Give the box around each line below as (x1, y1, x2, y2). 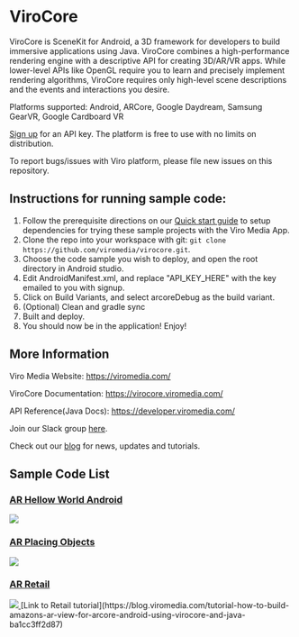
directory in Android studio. (22, 263, 124, 274)
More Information (9, 347, 110, 362)
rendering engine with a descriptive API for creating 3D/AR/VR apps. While (9, 55, 286, 66)
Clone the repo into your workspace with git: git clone (22, 234, 227, 245)
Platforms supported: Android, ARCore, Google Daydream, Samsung (9, 101, 263, 112)
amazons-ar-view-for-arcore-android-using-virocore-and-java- (9, 609, 246, 620)
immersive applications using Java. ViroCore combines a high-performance (9, 45, 290, 56)
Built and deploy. (22, 311, 86, 322)
